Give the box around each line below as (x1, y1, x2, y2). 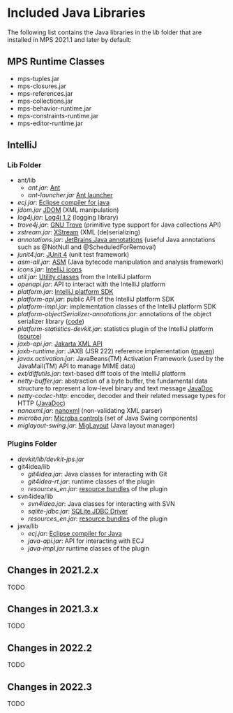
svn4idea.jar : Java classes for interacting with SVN (27, 499, 176, 508)
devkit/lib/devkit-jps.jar (17, 455, 85, 463)
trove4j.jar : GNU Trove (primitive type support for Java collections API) (17, 220, 222, 229)
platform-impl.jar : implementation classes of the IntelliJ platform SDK (17, 302, 216, 311)
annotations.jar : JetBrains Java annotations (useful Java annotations (17, 236, 216, 244)
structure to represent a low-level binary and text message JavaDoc (17, 384, 213, 393)
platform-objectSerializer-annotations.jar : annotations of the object (17, 310, 211, 318)
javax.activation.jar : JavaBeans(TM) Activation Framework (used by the (17, 355, 225, 363)
